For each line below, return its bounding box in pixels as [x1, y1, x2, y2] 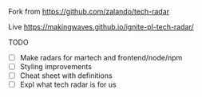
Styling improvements [19, 62, 92, 72]
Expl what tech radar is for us [19, 80, 117, 90]
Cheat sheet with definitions [19, 71, 113, 80]
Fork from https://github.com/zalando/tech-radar [8, 7, 170, 16]
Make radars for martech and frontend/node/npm [19, 53, 183, 62]
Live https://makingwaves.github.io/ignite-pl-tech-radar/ [8, 22, 194, 31]
